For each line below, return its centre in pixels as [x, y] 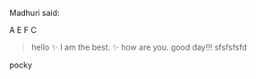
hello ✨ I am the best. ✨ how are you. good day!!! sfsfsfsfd [139, 47]
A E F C [23, 30]
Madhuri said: [34, 13]
